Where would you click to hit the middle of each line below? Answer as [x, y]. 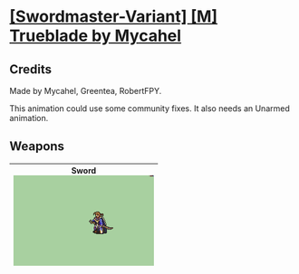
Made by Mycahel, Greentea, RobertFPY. [86, 91]
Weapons [37, 146]
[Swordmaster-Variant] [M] [114, 17]
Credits [31, 69]
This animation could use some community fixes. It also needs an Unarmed [149, 109]
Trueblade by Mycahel [96, 36]
